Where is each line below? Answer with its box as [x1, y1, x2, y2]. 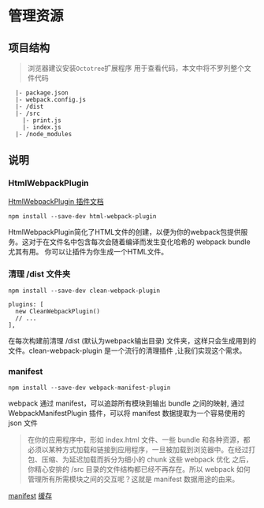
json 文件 [8, 418, 38, 428]
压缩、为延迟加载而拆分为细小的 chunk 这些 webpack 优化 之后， [41, 454, 254, 465]
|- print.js [22, 117, 61, 124]
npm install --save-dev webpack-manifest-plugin [8, 384, 171, 392]
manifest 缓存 [8, 491, 53, 501]
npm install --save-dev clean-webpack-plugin [8, 287, 160, 295]
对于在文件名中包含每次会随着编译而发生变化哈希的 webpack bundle [28, 237, 251, 247]
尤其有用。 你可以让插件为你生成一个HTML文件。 [8, 247, 168, 256]
